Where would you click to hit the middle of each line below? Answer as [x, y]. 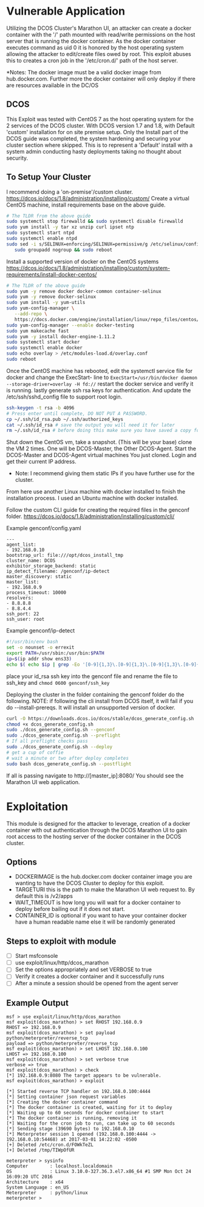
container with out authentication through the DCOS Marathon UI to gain [97, 830]
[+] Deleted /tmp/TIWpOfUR [40, 1150]
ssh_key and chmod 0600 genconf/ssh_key [58, 682]
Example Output [37, 1003]
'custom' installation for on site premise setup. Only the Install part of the [97, 132]
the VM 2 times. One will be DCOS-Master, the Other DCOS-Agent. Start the [101, 448]
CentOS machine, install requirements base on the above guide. [86, 205]
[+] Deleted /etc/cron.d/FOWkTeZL [50, 1145]
